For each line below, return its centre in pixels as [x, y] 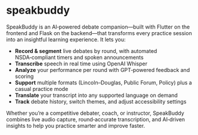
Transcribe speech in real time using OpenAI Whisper [81, 64]
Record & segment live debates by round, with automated [86, 51]
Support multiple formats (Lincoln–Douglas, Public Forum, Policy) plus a [103, 82]
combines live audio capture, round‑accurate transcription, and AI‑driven [96, 119]
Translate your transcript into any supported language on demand [96, 95]
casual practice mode [41, 89]
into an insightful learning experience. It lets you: [66, 39]
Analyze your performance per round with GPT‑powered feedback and [102, 70]
